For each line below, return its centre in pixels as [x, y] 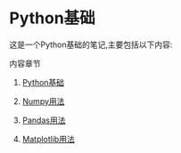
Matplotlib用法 [49, 139]
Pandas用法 [44, 120]
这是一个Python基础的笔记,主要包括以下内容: [91, 44]
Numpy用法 [43, 101]
